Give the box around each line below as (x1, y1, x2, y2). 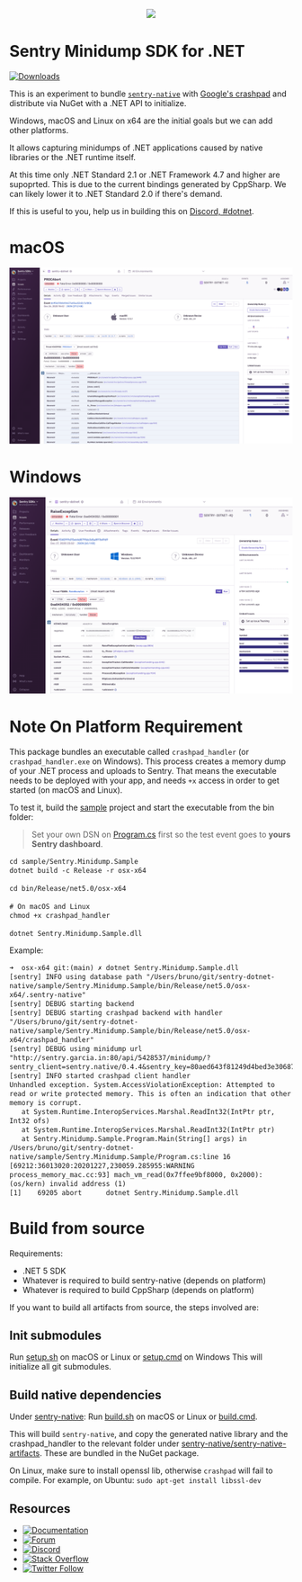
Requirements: (9, 1247, 63, 1259)
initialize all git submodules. (9, 1362, 112, 1372)
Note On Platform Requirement (9, 716, 243, 737)
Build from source (9, 1218, 146, 1238)
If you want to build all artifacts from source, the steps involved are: (9, 1301, 259, 1313)
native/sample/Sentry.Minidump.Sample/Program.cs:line (9, 1152, 219, 1161)
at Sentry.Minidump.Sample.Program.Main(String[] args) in (21, 1134, 247, 1143)
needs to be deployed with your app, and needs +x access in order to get (9, 775, 280, 786)
